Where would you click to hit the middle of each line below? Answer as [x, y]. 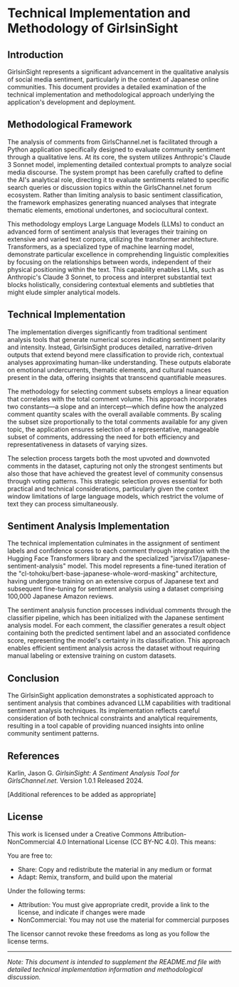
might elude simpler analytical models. [64, 292]
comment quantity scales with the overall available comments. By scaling [115, 414]
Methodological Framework [70, 125]
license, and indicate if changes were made [81, 912]
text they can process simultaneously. [63, 503]
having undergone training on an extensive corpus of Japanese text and [113, 581]
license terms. [28, 941]
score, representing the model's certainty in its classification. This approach [119, 641]
